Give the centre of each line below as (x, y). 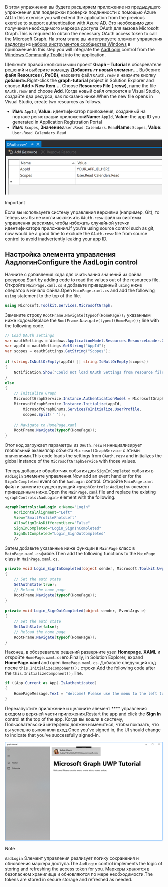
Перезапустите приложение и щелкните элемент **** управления (76, 708)
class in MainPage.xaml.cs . (32, 559)
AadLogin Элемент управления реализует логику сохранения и (72, 858)
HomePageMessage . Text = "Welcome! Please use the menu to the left (86, 694)
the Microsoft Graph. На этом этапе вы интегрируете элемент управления (84, 39)
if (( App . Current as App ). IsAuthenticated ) (51, 683)
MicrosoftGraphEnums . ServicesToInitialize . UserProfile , (82, 409)
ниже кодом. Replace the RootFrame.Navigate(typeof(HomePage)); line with (82, 320)
